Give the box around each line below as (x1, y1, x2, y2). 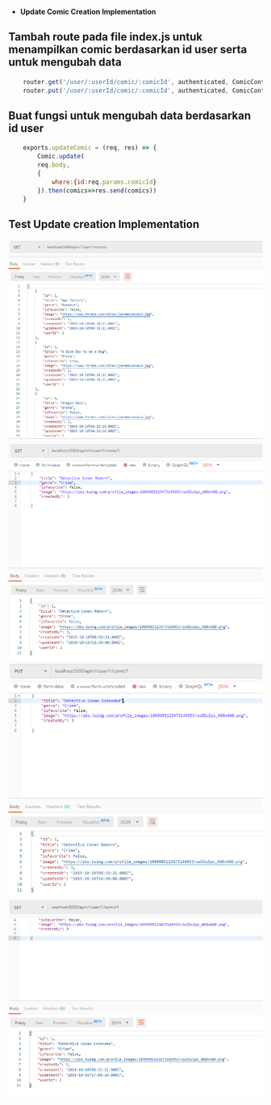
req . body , (37, 161, 70, 169)
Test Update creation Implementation (8, 217, 200, 231)
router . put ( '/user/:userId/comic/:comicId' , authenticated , (23, 86, 229, 95)
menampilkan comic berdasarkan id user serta (8, 43, 248, 57)
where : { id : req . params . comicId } (51, 178, 157, 186)
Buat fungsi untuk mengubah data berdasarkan (8, 108, 252, 122)
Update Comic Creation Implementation (19, 7, 156, 16)
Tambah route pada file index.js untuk (8, 30, 203, 44)
